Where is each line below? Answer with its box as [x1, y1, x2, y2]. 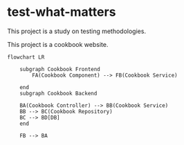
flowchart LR [7, 53, 45, 61]
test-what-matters [7, 4, 116, 20]
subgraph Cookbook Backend [19, 90, 98, 97]
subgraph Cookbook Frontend [19, 66, 100, 72]
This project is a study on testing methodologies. [7, 27, 147, 35]
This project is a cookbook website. [7, 40, 109, 48]
